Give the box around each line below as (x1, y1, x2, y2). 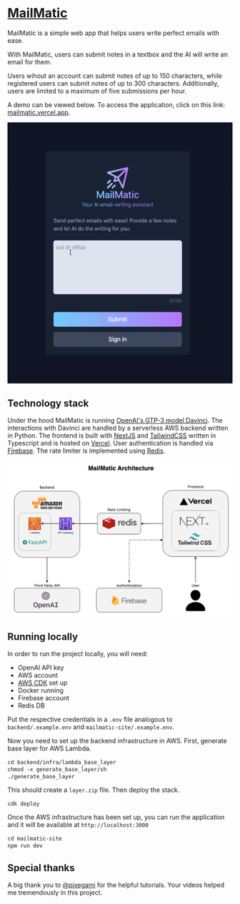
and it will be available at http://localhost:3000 (7, 820, 149, 829)
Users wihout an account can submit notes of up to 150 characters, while (7, 71, 223, 80)
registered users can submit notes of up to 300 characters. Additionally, (7, 79, 219, 87)
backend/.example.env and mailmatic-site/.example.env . (7, 723, 175, 731)
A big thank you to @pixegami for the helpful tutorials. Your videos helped (7, 880, 225, 889)
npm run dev (7, 843, 43, 850)
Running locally (7, 631, 79, 643)
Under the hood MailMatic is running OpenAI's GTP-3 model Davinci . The (7, 416, 223, 425)
